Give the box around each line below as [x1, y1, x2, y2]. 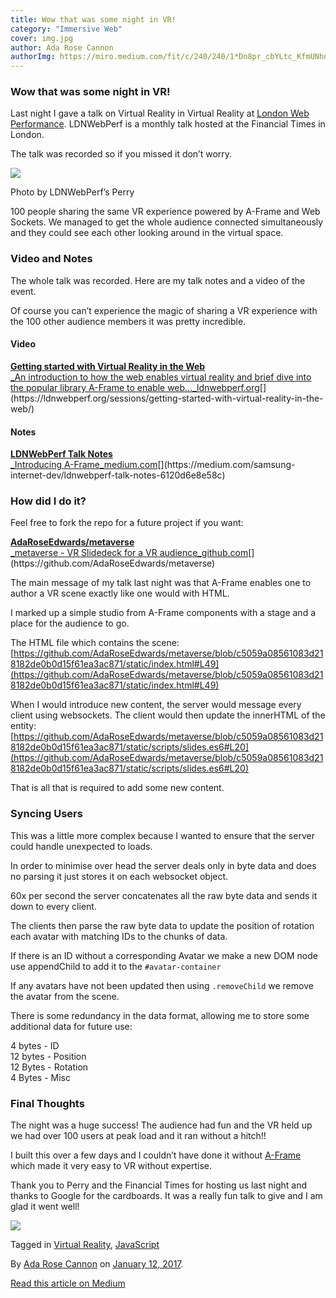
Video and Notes [10, 252, 93, 266]
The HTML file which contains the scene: [10, 637, 180, 649]
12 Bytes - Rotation [10, 1061, 89, 1073]
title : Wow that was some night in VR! [10, 14, 177, 25]
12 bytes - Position [10, 1050, 87, 1062]
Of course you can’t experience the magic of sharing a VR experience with [10, 304, 318, 316]
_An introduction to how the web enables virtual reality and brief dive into [10, 371, 312, 383]
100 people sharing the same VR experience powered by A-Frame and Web [10, 206, 321, 218]
